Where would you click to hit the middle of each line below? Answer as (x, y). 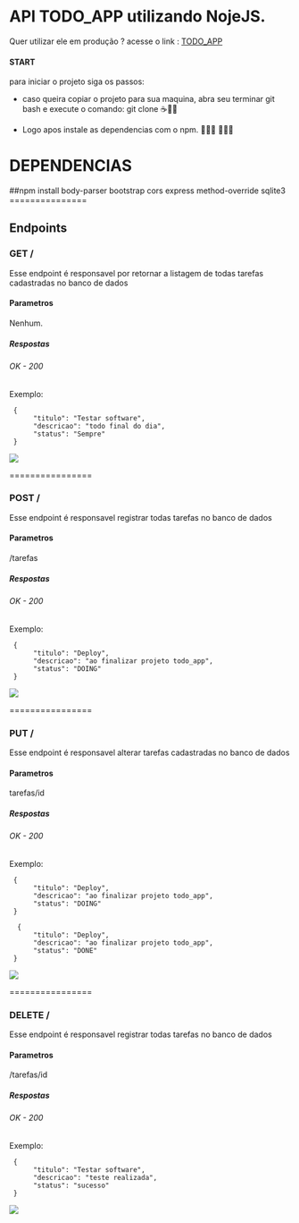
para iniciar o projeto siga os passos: (77, 81)
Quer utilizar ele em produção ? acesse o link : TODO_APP (116, 41)
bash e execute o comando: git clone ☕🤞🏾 (100, 109)
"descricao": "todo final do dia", (99, 426)
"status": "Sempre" (69, 434)
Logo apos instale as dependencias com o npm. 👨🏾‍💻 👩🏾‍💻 (128, 130)
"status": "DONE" (65, 950)
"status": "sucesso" (71, 1185)
